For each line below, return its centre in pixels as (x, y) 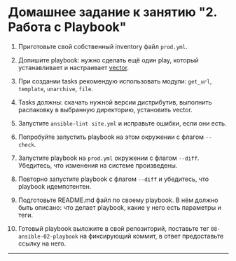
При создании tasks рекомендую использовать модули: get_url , (115, 81)
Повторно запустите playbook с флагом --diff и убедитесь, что (113, 179)
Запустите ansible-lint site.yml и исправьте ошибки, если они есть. (122, 123)
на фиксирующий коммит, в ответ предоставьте (152, 236)
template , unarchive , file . (56, 88)
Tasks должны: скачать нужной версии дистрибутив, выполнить (115, 102)
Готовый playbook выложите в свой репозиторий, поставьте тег (113, 228)
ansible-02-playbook (48, 236)
